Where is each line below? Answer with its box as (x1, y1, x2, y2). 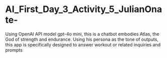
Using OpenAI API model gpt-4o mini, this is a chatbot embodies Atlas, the (5, 31, 159, 37)
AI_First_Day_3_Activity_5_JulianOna (5, 4, 162, 15)
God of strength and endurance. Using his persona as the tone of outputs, (5, 36, 158, 42)
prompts (5, 47, 23, 53)
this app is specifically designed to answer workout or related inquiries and (5, 41, 161, 47)
